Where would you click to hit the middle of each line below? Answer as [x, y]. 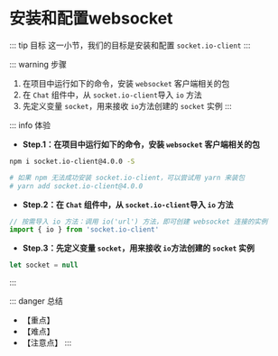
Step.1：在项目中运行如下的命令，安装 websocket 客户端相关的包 [141, 144]
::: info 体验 [30, 125]
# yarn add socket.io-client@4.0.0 [76, 186]
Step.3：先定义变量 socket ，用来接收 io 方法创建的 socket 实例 [139, 248]
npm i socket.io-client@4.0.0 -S [72, 161]
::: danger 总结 [36, 301]
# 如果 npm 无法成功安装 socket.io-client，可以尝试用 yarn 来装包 [127, 178]
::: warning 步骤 [38, 64]
